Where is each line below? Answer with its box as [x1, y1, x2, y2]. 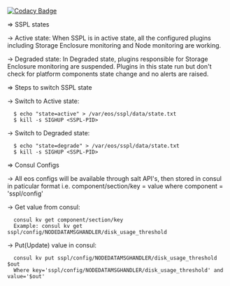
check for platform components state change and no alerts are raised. [7, 70, 209, 78]
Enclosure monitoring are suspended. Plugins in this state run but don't [7, 62, 212, 70]
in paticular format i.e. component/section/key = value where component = [7, 182, 224, 190]
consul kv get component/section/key [13, 217, 124, 224]
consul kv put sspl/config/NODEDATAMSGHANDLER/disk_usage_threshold [13, 254, 217, 261]
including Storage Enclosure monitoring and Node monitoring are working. [7, 41, 222, 49]
